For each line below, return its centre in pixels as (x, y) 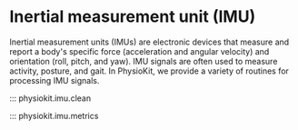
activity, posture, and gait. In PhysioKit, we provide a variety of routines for (149, 71)
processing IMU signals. (55, 80)
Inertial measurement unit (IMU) (133, 17)
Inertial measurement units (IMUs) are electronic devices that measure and (149, 42)
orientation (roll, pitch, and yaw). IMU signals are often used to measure (144, 61)
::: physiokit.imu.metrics (54, 115)
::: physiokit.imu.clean (50, 98)
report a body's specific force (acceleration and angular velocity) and (139, 51)
